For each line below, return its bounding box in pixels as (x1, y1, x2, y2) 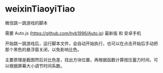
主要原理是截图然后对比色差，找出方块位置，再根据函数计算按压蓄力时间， (5, 57, 154, 62)
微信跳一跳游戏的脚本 (5, 20, 48, 26)
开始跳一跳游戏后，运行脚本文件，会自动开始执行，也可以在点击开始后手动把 (5, 40, 158, 46)
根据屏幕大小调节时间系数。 (9, 63, 65, 69)
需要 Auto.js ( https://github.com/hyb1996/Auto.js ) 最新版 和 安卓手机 (5, 30, 142, 36)
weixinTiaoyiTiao (5, 3, 75, 15)
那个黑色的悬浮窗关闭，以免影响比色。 (5, 46, 81, 52)
